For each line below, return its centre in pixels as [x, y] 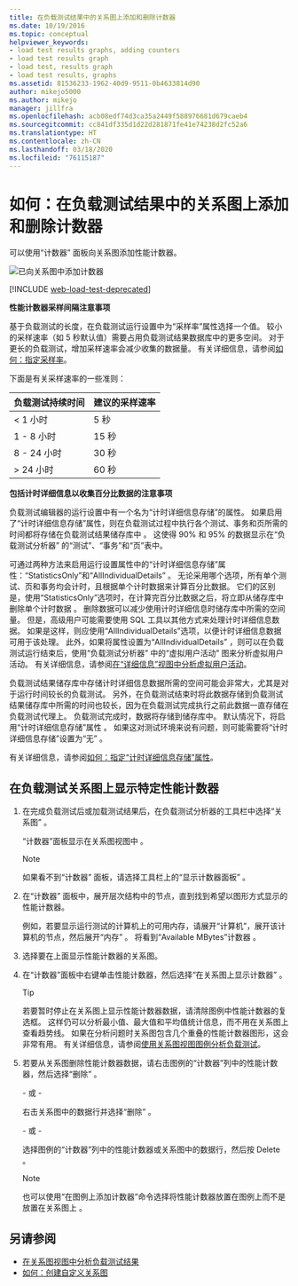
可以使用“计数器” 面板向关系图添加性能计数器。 [95, 253]
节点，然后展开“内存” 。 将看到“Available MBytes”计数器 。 [153, 937]
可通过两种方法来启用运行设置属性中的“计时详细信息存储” [114, 564]
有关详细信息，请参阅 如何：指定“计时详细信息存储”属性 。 [114, 757]
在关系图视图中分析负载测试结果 [80, 1262]
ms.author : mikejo [43, 100]
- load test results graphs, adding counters [94, 51]
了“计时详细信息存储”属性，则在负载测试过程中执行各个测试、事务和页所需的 [149, 524]
